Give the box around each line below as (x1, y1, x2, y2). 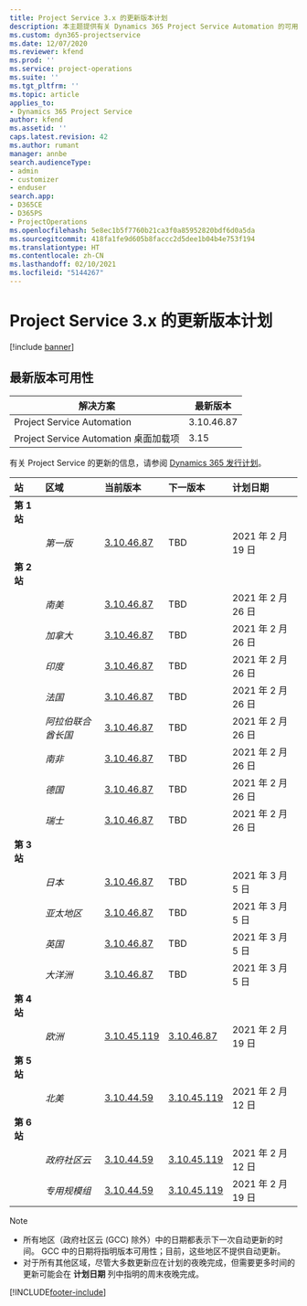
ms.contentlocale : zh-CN (9, 251, 104, 260)
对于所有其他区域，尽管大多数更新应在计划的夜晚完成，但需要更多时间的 (22, 1257, 295, 1268)
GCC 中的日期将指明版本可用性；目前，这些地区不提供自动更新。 (40, 1245, 286, 1257)
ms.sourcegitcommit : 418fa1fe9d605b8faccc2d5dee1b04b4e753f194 (9, 234, 256, 243)
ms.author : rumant (9, 141, 79, 150)
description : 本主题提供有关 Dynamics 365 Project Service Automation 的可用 (9, 22, 299, 31)
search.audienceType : (9, 157, 92, 167)
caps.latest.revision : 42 (9, 133, 108, 142)
